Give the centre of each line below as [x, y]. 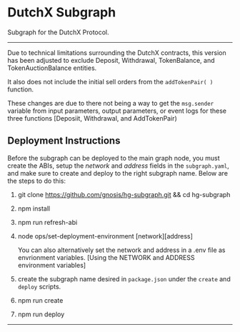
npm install [34, 208]
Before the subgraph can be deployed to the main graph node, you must [114, 158]
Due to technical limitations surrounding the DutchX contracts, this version [117, 52]
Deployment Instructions [64, 141]
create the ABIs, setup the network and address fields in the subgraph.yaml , [119, 166]
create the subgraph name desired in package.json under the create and [124, 278]
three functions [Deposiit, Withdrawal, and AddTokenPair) [92, 118]
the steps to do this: [37, 181]
